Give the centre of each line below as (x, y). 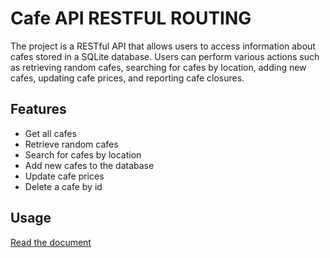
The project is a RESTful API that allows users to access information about (163, 46)
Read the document (51, 242)
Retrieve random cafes (71, 144)
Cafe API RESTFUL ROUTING (131, 18)
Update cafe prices (64, 176)
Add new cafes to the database (89, 165)
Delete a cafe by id (63, 186)
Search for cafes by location (83, 154)
